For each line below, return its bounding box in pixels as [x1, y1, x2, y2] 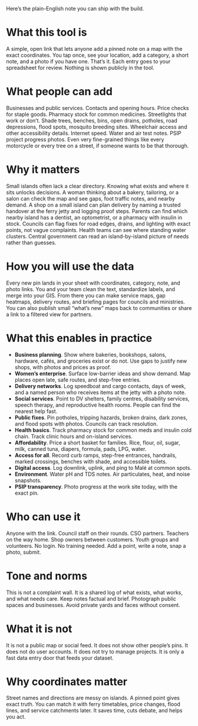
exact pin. [14, 489, 39, 496]
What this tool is [6, 26, 87, 39]
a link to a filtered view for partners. [6, 311, 93, 318]
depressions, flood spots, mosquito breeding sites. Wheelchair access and [6, 123, 187, 130]
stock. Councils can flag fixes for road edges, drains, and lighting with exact [6, 220, 191, 227]
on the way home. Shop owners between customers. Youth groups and [6, 535, 179, 543]
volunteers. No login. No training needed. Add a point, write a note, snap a [6, 542, 186, 549]
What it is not [6, 622, 72, 635]
